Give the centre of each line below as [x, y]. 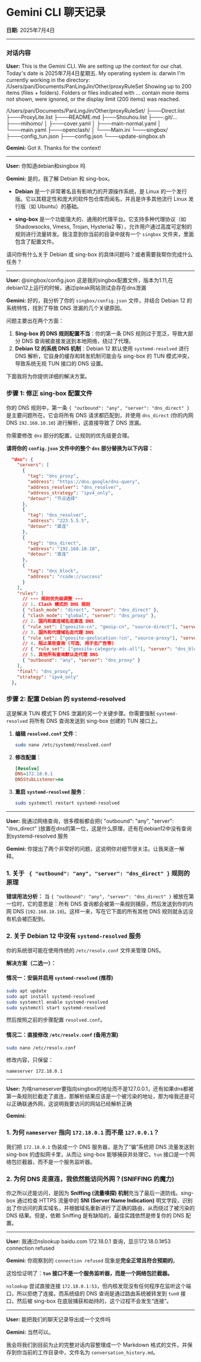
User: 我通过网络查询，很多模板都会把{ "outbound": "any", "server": [90, 821]
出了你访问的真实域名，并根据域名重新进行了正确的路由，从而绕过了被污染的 [100, 1208]
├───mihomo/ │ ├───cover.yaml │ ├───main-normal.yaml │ [84, 124]
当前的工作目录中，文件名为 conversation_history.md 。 [90, 1352]
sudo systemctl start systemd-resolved [56, 1008]
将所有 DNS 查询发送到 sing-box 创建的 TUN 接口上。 [95, 721]
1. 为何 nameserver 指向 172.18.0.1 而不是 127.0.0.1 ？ [83, 1133]
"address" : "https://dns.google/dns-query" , [84, 482]
